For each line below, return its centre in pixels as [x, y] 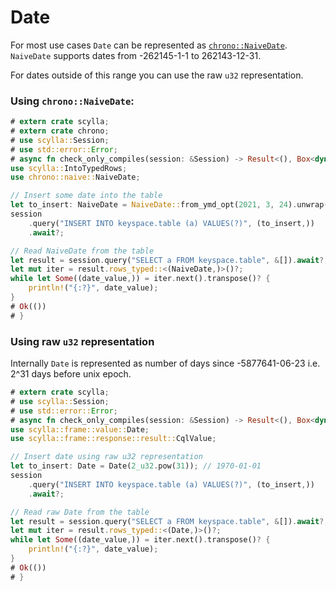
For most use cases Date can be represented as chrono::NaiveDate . [149, 45]
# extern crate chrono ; [60, 131]
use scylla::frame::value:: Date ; [80, 429]
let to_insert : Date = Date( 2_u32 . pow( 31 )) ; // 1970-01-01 [136, 466]
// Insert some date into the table [86, 196]
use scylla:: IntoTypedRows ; [69, 168]
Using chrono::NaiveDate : [72, 101]
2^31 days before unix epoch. [71, 374]
